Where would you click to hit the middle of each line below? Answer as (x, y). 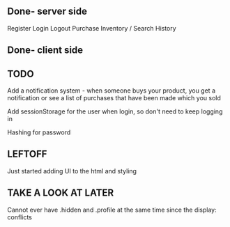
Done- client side (45, 50)
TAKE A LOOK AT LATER (61, 193)
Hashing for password (39, 132)
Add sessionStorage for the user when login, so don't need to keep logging (115, 111)
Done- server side (47, 11)
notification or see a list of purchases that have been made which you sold (114, 98)
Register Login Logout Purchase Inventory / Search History (92, 28)
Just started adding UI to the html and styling (72, 171)
